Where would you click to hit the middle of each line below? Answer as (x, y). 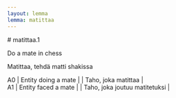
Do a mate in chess (35, 53)
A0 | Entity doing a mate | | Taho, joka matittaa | (75, 79)
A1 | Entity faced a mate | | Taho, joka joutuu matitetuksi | (89, 87)
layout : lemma (28, 13)
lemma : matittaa (31, 20)
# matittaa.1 (24, 39)
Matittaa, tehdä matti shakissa (50, 66)
